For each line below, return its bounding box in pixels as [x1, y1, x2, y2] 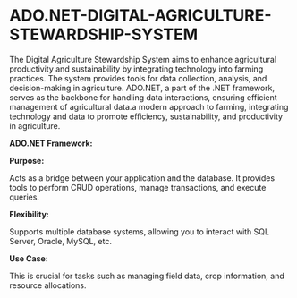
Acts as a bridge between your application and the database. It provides [9, 172, 276, 183]
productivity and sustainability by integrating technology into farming [9, 64, 264, 74]
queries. [9, 192, 40, 202]
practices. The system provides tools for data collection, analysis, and [9, 72, 267, 83]
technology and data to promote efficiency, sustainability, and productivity [9, 111, 284, 122]
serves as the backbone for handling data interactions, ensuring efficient [9, 91, 277, 103]
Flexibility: [9, 209, 49, 219]
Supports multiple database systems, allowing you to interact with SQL [9, 226, 270, 237]
